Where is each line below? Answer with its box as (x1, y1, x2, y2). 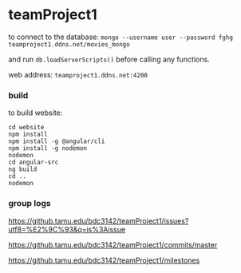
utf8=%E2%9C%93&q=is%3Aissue (8, 224, 126, 234)
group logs (8, 198, 51, 209)
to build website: (8, 108, 63, 117)
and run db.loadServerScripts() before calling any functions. (8, 54, 210, 64)
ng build (8, 165, 38, 173)
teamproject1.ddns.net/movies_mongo (8, 40, 130, 49)
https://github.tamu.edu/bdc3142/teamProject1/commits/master (8, 239, 218, 249)
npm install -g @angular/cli (8, 137, 105, 145)
